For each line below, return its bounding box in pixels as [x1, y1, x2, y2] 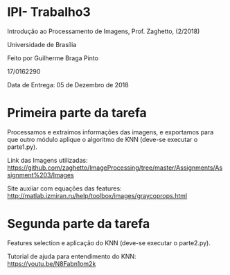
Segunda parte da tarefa [7, 216, 150, 232]
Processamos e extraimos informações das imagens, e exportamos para [7, 127, 214, 136]
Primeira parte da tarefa [7, 105, 147, 121]
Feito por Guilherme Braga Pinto [7, 53, 99, 62]
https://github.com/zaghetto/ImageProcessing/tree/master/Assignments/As [7, 163, 223, 172]
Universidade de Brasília [7, 40, 77, 48]
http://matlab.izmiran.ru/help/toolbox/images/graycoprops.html [7, 191, 188, 199]
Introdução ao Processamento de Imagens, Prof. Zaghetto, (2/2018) [7, 27, 200, 35]
